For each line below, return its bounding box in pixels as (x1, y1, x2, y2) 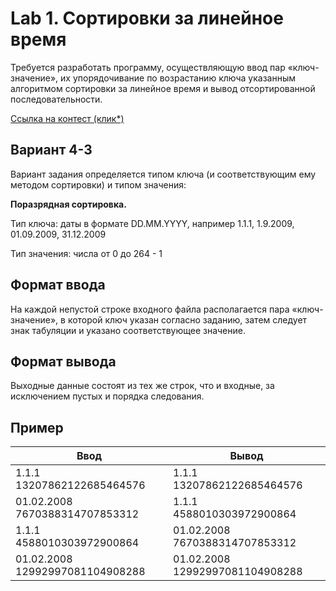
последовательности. (10, 93, 103, 105)
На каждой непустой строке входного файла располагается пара (10, 303, 290, 315)
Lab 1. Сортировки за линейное (10, 7, 284, 30)
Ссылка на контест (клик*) (10, 112, 125, 124)
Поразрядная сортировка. (10, 198, 127, 210)
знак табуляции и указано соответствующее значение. (10, 324, 246, 336)
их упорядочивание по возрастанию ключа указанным (60, 72, 296, 84)
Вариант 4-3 (10, 142, 93, 159)
